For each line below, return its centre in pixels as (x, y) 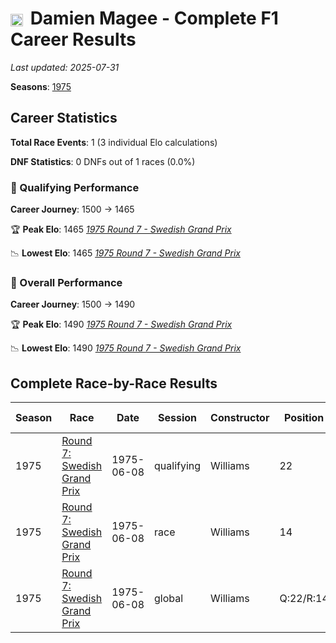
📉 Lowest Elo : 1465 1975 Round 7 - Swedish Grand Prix (125, 253)
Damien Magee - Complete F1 (154, 18)
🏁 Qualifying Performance (75, 187)
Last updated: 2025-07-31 (65, 67)
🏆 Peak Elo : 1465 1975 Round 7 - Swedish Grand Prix (121, 229)
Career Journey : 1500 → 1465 (72, 209)
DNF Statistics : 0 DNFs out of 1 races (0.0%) (103, 161)
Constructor (240, 418)
